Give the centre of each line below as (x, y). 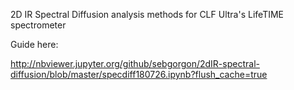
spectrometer (38, 25)
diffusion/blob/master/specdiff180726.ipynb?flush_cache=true (139, 74)
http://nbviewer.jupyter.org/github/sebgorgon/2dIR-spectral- (135, 63)
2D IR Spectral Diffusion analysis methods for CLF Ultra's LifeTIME (147, 14)
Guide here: (34, 44)
